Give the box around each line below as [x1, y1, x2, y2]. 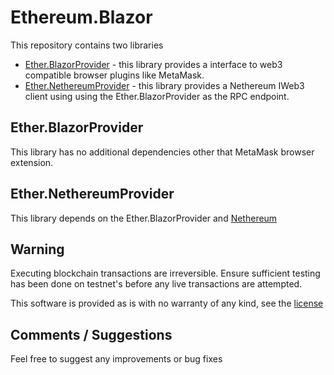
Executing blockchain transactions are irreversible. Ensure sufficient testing [10, 267, 321, 280]
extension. [10, 156, 54, 168]
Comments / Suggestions [10, 326, 173, 343]
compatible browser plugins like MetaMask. [24, 69, 205, 81]
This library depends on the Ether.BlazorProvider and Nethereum [10, 212, 278, 224]
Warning [10, 241, 65, 258]
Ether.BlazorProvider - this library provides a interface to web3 [24, 58, 283, 70]
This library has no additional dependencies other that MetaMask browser [10, 146, 315, 158]
